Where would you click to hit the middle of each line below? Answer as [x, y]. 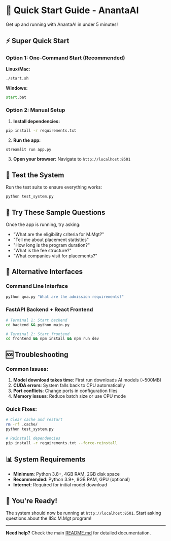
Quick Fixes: [21, 409]
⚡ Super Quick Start [38, 41]
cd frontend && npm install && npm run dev [53, 339]
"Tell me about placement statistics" [51, 240]
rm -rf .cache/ [22, 424]
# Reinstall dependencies [33, 438]
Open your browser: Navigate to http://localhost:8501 [72, 159]
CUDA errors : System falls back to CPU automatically [69, 385]
